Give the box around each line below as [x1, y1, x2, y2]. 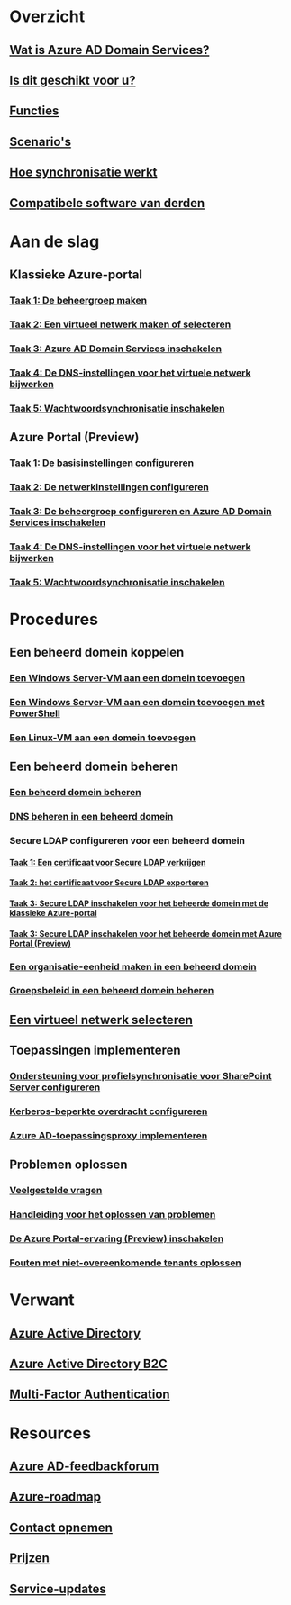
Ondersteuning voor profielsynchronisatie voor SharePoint [9, 1070, 272, 1083]
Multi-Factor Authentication [9, 1387, 170, 1402]
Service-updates [9, 1581, 106, 1596]
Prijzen [9, 1551, 50, 1566]
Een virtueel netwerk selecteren [9, 1011, 194, 1028]
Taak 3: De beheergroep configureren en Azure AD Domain [9, 504, 272, 517]
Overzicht [9, 6, 86, 27]
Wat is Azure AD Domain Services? [9, 42, 210, 58]
